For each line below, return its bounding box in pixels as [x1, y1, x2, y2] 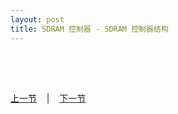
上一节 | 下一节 [10, 92, 87, 104]
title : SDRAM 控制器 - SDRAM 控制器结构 [10, 24, 169, 34]
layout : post [10, 14, 65, 25]
